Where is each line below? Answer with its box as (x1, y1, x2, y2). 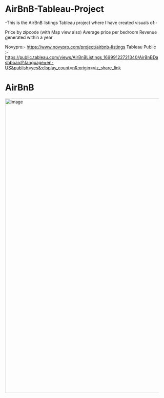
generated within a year (5, 34, 53, 40)
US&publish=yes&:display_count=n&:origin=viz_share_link (5, 65, 121, 71)
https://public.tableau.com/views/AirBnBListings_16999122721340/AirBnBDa (5, 54, 159, 60)
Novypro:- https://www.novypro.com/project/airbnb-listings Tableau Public (5, 44, 156, 50)
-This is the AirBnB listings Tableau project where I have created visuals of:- (5, 20, 158, 26)
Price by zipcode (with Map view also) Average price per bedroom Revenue (5, 29, 157, 35)
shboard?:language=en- (5, 59, 54, 65)
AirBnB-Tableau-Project (5, 3, 104, 15)
